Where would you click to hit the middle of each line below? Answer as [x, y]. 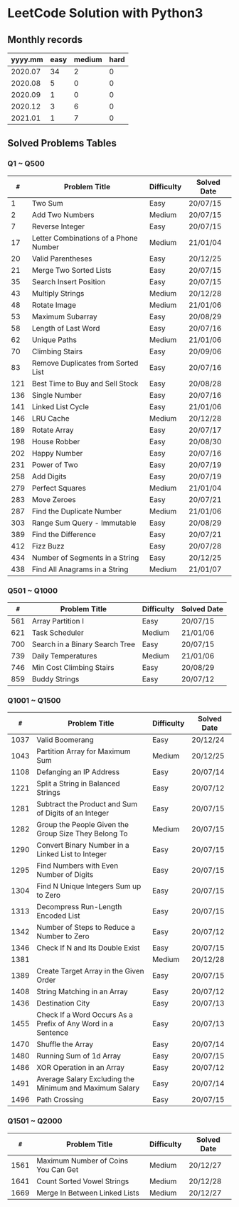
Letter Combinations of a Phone [85, 238]
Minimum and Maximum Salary [88, 1088]
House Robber [56, 441]
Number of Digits [65, 875]
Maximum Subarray [64, 316]
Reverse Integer [58, 226]
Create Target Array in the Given [90, 971]
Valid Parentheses [62, 259]
